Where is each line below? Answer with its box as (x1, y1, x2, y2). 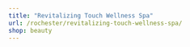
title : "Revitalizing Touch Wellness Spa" (8, 11, 154, 20)
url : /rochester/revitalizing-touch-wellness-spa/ (8, 19, 183, 27)
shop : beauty (8, 26, 53, 34)
